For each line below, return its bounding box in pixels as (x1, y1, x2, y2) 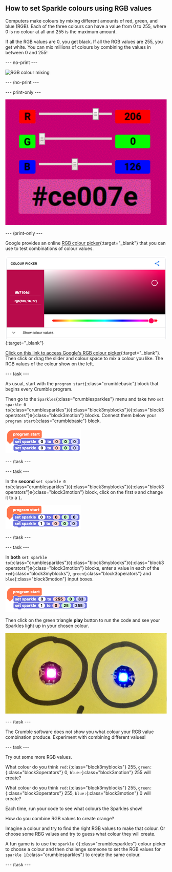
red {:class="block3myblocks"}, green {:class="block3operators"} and (5, 570, 152, 576)
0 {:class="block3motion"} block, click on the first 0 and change (30, 489, 163, 495)
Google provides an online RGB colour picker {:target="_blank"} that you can (5, 240, 166, 246)
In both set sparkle (5, 554, 47, 560)
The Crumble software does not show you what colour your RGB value (5, 729, 154, 735)
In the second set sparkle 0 (5, 478, 66, 484)
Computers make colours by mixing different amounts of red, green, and (5, 17, 158, 24)
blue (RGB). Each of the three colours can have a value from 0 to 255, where (5, 23, 166, 29)
